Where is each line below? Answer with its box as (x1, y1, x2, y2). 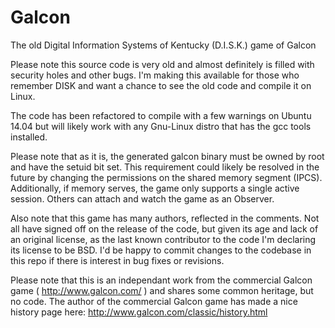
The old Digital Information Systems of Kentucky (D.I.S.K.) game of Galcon (10, 39, 317, 51)
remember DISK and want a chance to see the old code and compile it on (10, 79, 312, 91)
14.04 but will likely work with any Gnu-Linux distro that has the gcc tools (10, 120, 312, 132)
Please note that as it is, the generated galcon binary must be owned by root (10, 150, 325, 162)
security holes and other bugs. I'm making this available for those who (10, 69, 300, 81)
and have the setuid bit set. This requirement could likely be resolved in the (10, 161, 320, 173)
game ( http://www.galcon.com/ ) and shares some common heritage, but (10, 284, 314, 296)
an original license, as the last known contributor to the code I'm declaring (10, 233, 317, 245)
